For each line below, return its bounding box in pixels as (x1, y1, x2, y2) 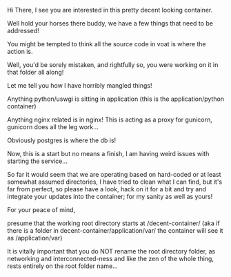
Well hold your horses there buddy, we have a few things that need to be (7, 19, 214, 27)
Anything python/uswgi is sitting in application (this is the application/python (7, 95, 225, 103)
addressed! (7, 27, 39, 35)
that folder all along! (7, 68, 64, 76)
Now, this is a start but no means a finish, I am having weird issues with (7, 150, 210, 157)
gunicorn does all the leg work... (7, 123, 99, 131)
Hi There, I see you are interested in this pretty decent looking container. (7, 6, 213, 14)
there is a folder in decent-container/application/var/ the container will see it (7, 227, 223, 234)
